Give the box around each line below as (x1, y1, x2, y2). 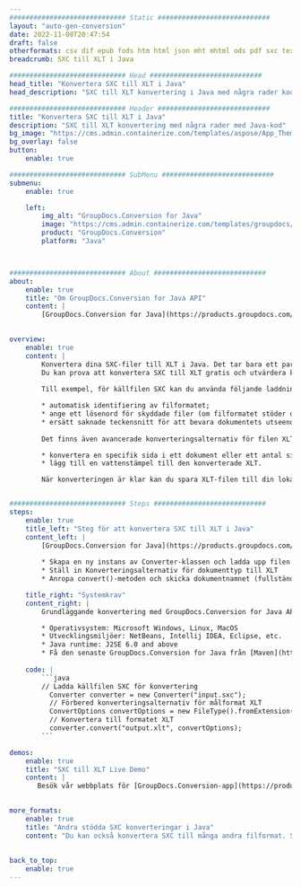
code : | (25, 665, 54, 674)
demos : (9, 748, 34, 757)
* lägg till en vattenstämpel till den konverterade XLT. (41, 459, 262, 468)
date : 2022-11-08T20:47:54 (9, 30, 110, 39)
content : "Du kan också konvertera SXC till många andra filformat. (25, 831, 287, 840)
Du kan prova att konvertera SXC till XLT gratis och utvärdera (41, 368, 287, 377)
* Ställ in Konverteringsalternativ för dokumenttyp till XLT (41, 566, 279, 575)
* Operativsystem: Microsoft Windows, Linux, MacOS (41, 623, 239, 633)
